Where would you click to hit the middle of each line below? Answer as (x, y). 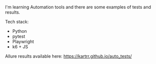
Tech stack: (17, 22)
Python (19, 31)
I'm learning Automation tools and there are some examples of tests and (78, 7)
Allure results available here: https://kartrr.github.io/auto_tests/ (68, 56)
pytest (19, 36)
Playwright (23, 42)
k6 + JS (20, 47)
